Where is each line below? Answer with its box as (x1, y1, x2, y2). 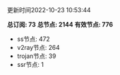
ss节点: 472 (16, 35, 50, 43)
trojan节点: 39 (16, 52, 57, 60)
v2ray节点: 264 (16, 44, 60, 51)
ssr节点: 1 (16, 61, 44, 68)
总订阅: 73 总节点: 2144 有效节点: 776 (7, 20, 114, 29)
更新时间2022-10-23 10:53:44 (7, 6, 91, 14)
